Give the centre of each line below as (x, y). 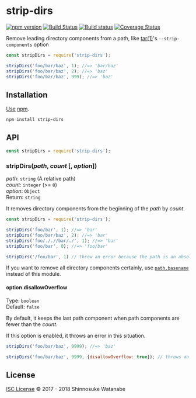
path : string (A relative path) (41, 179)
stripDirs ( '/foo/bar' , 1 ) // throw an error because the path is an (91, 257)
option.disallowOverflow (37, 288)
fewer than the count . (32, 324)
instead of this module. (34, 274)
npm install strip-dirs (35, 120)
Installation (27, 95)
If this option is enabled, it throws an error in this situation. (76, 335)
